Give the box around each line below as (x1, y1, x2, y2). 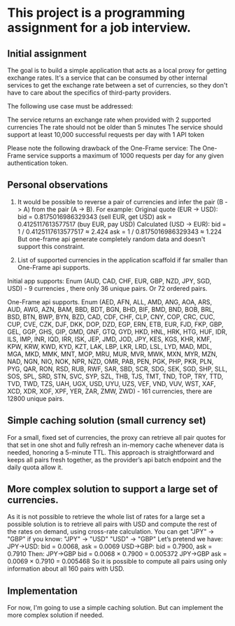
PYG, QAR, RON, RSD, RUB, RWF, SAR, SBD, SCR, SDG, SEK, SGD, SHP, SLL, (7, 364, 228, 373)
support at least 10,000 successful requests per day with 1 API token (7, 131, 205, 138)
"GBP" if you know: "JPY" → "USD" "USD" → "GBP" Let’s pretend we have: (7, 535, 223, 543)
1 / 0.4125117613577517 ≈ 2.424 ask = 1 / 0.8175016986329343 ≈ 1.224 (17, 227, 222, 236)
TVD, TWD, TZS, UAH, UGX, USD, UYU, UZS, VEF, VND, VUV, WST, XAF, (7, 379, 216, 387)
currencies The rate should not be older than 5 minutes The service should (7, 123, 223, 131)
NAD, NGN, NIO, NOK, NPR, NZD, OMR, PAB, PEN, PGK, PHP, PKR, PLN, (7, 357, 214, 365)
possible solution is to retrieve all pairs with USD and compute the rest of (7, 520, 218, 529)
